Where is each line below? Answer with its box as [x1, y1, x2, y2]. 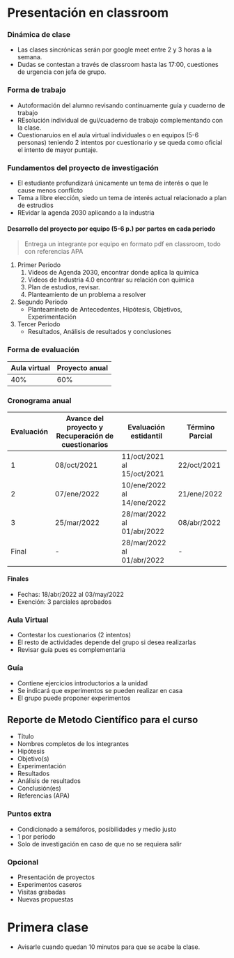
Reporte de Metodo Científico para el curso [7, 714, 198, 726]
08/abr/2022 [178, 517, 221, 527]
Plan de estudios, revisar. [27, 283, 100, 291]
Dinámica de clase [7, 30, 71, 40]
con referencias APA [24, 248, 84, 256]
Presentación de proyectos [17, 873, 95, 881]
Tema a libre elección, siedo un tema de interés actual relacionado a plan [17, 194, 227, 202]
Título [17, 732, 34, 740]
